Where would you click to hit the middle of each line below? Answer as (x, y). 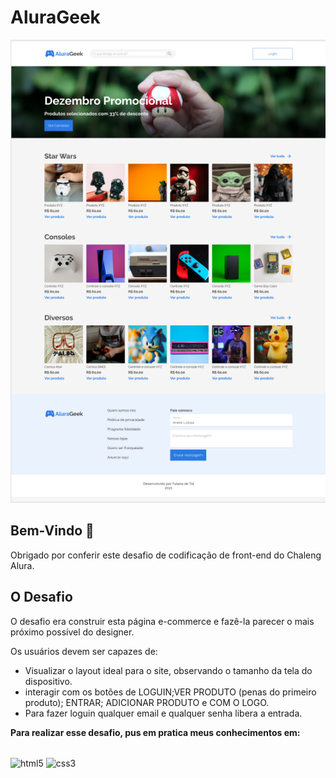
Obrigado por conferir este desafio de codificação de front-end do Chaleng (166, 555)
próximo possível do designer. (72, 632)
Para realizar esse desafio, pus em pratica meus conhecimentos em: (155, 732)
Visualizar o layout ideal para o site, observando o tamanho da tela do (168, 670)
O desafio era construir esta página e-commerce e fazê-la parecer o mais (162, 621)
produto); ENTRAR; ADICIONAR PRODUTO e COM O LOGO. (147, 702)
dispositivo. (48, 681)
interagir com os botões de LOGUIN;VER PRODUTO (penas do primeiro (170, 692)
